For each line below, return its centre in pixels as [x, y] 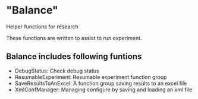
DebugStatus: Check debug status [57, 71]
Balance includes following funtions [74, 57]
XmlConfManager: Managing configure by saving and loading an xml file [103, 90]
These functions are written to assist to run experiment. [74, 38]
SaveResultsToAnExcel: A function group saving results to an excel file [101, 83]
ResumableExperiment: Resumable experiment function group [91, 77]
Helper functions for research [43, 27]
